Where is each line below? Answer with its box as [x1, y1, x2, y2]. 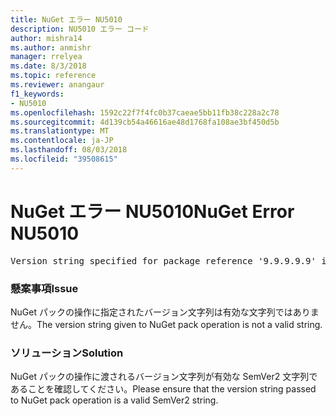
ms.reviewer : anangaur [10, 80, 105, 90]
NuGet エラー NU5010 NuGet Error [10, 200, 295, 223]
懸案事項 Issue [10, 281, 79, 295]
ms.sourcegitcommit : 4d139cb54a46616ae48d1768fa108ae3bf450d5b [10, 117, 280, 127]
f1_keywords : [10, 89, 65, 99]
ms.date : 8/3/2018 [10, 61, 87, 71]
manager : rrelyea [10, 52, 83, 62]
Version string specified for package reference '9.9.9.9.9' [10, 255, 317, 266]
